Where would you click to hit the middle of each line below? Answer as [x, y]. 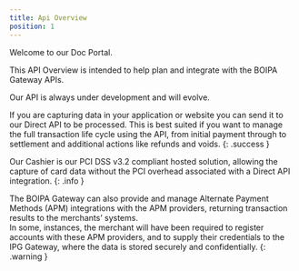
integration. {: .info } [47, 181]
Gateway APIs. [37, 79]
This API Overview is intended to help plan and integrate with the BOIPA [144, 70]
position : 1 [32, 26]
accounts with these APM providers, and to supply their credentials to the [147, 236]
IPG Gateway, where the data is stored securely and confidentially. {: [138, 246]
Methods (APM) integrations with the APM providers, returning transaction [149, 208]
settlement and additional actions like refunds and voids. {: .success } [140, 144]
